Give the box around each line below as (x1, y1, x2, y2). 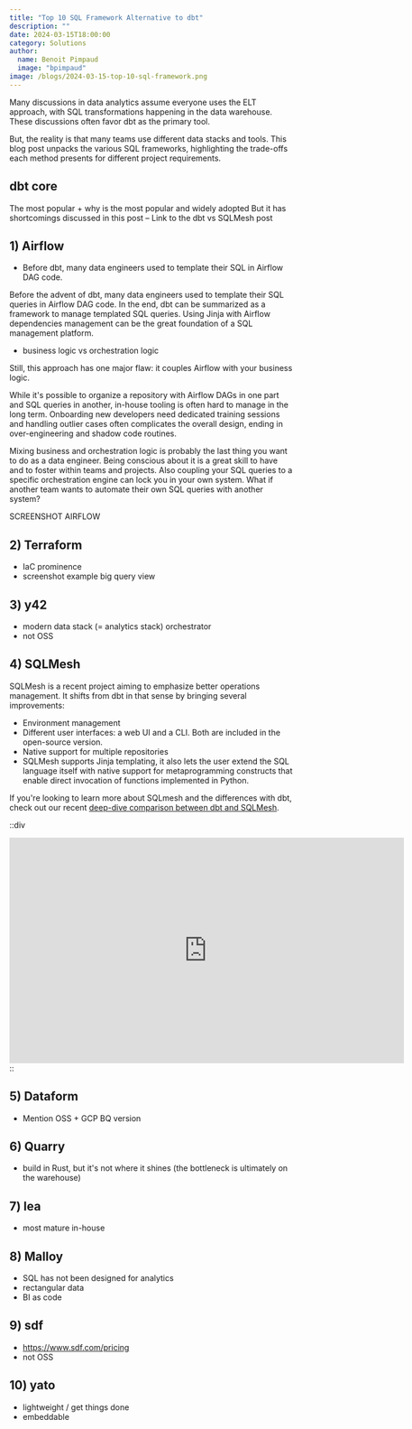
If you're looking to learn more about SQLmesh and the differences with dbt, (9, 792, 293, 803)
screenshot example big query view (22, 571, 156, 582)
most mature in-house (22, 1222, 105, 1233)
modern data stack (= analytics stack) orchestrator (22, 621, 212, 632)
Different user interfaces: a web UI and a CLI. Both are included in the (22, 727, 281, 738)
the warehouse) (22, 1173, 81, 1183)
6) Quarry (9, 1139, 66, 1155)
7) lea (9, 1198, 41, 1214)
